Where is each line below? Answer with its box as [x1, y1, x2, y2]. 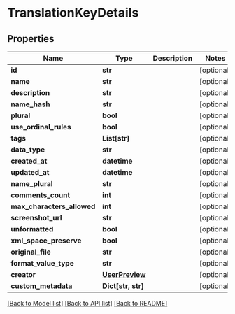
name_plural [10, 179, 53, 188]
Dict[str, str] [102, 281, 145, 291]
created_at [10, 156, 48, 166]
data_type [10, 145, 45, 155]
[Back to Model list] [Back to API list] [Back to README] [7, 299, 168, 307]
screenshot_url [10, 213, 62, 222]
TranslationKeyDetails [7, 5, 139, 21]
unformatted [10, 224, 54, 234]
